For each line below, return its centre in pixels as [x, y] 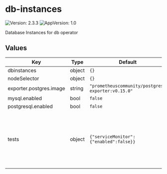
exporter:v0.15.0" [111, 91]
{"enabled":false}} [112, 142]
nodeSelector [23, 78]
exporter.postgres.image [37, 88]
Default [127, 62]
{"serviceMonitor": [112, 137]
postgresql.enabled [30, 106]
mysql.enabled [25, 98]
